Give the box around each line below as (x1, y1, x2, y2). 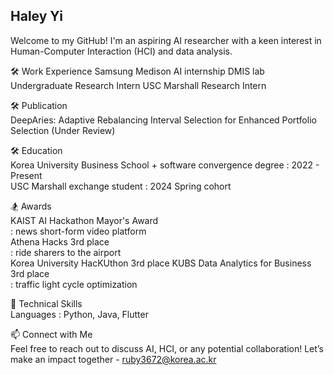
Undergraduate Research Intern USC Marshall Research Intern (10, 79, 267, 91)
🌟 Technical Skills (10, 297, 83, 309)
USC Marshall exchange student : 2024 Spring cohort (10, 180, 232, 192)
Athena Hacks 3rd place (10, 235, 110, 248)
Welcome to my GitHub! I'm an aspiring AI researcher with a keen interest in (10, 34, 322, 46)
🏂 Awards (10, 200, 52, 212)
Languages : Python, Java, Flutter (10, 308, 149, 320)
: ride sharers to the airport (10, 246, 122, 258)
